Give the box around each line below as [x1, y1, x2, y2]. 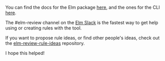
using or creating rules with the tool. [5, 25, 82, 31]
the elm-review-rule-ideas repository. [5, 40, 85, 46]
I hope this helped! [5, 50, 45, 56]
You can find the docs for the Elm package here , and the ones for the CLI [5, 5, 160, 10]
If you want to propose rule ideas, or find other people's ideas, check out [5, 35, 160, 41]
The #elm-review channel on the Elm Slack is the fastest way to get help [5, 20, 158, 25]
